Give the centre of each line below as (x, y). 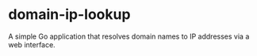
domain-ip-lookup (69, 15)
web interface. (32, 44)
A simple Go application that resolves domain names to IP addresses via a (129, 36)
